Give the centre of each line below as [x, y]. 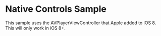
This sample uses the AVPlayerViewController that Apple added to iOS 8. [81, 23]
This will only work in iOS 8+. [35, 28]
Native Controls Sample [56, 9]
